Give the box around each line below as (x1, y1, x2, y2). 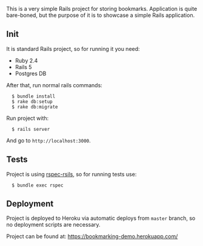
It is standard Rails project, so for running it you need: (6, 45, 141, 52)
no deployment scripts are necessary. (6, 221, 101, 228)
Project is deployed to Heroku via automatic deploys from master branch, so (6, 214, 196, 222)
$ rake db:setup (12, 98, 53, 105)
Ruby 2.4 (15, 57, 38, 64)
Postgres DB (15, 70, 47, 77)
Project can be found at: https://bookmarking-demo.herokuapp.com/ (6, 233, 178, 240)
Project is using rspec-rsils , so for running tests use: (6, 170, 137, 178)
